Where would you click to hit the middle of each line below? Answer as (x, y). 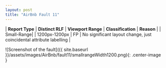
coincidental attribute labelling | (38, 40)
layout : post (19, 10)
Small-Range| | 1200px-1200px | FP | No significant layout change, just (78, 34)
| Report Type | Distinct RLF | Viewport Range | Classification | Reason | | (83, 29)
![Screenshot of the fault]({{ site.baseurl (47, 49)
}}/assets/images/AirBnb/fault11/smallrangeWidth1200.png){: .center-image (83, 55)
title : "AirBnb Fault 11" (32, 15)
